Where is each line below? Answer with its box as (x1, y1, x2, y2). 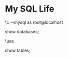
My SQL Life (5, 3, 54, 14)
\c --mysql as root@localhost (5, 19, 64, 25)
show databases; (5, 29, 39, 34)
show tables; (5, 47, 30, 53)
